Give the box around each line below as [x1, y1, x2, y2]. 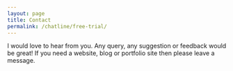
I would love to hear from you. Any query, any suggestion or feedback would [7, 42, 227, 50]
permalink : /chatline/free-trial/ [7, 23, 108, 30]
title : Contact [7, 17, 51, 23]
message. [7, 57, 35, 65]
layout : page [7, 10, 45, 17]
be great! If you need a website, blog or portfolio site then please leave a [7, 49, 215, 57]
